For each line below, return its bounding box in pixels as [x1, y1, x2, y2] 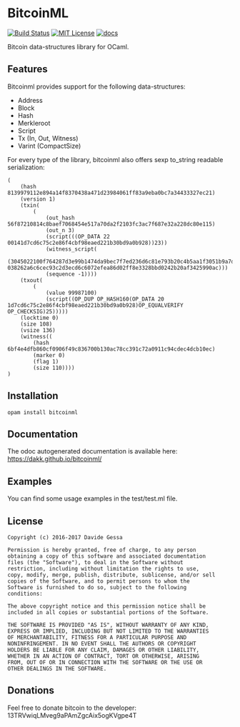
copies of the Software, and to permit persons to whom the [7, 578, 191, 585]
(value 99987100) [45, 289, 98, 296]
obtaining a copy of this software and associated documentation [7, 553, 206, 560]
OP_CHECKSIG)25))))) [7, 308, 69, 315]
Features [7, 63, 48, 76]
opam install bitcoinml [7, 408, 79, 416]
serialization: [7, 163, 45, 171]
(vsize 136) [20, 326, 56, 334]
